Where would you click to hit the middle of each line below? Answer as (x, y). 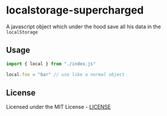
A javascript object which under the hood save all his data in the (83, 26)
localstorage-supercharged (75, 10)
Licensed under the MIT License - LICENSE (59, 107)
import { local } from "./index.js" (51, 64)
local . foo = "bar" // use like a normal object (66, 74)
